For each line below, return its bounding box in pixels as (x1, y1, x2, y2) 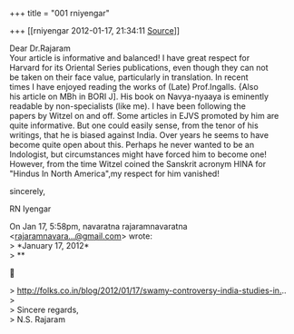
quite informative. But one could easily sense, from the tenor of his (9, 120, 259, 131)
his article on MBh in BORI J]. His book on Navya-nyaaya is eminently (9, 91, 269, 102)
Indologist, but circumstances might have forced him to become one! (9, 149, 268, 160)
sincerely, (9, 186, 46, 196)
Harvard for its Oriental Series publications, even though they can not (9, 63, 269, 73)
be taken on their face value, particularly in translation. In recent (9, 72, 249, 83)
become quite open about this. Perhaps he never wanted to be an (9, 140, 255, 150)
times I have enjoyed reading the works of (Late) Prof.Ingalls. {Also (9, 82, 259, 92)
